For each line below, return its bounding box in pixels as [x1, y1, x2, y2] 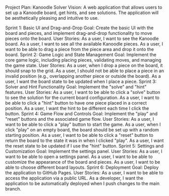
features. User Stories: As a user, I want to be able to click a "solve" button [5, 89, 160, 95]
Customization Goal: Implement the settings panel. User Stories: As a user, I [5, 149, 162, 154]
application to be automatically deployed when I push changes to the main [5, 180, 160, 186]
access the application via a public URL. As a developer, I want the [5, 175, 144, 181]
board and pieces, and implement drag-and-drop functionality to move [5, 30, 152, 36]
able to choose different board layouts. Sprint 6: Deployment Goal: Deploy [5, 164, 159, 170]
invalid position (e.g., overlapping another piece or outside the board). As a [5, 73, 161, 79]
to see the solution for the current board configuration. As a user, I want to [5, 94, 160, 101]
